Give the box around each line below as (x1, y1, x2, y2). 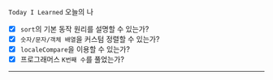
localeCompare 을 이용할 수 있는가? (19, 44, 130, 54)
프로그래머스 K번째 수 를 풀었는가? (19, 55, 124, 65)
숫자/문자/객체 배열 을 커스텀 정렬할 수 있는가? (19, 35, 160, 44)
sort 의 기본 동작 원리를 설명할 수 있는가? (19, 24, 149, 34)
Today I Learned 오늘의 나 (8, 7, 93, 16)
